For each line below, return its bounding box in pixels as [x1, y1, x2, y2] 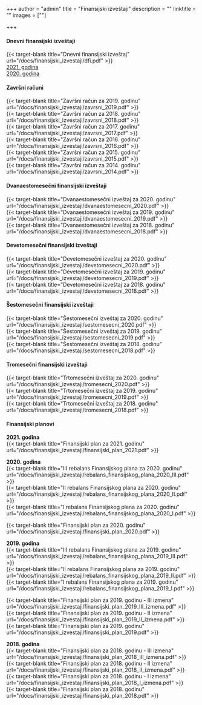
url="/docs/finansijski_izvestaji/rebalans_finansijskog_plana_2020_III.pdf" [6, 471, 189, 478]
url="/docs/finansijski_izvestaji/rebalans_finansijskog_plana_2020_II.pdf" [6, 490, 187, 498]
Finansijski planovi [6, 420, 54, 427]
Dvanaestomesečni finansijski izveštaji [6, 182, 107, 189]
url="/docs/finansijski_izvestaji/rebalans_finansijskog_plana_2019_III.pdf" [6, 553, 188, 560]
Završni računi [6, 84, 44, 91]
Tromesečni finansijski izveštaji [6, 361, 88, 368]
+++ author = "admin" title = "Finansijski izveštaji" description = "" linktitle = [6, 5, 197, 12]
